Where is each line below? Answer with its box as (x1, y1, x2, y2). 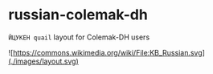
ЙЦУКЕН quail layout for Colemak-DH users (8, 32, 150, 42)
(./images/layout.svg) (8, 56, 79, 66)
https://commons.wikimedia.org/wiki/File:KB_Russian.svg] (13, 47, 205, 57)
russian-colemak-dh (8, 6, 149, 24)
